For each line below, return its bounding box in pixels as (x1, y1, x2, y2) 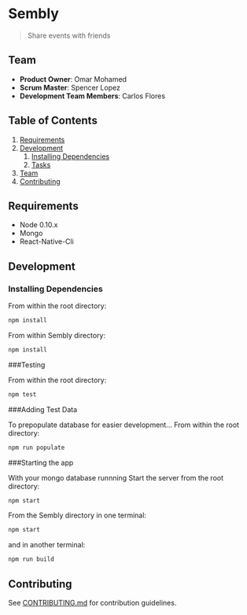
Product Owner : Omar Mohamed (19, 74, 127, 83)
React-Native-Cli (19, 237, 75, 246)
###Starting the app (8, 458, 74, 467)
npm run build (8, 555, 55, 563)
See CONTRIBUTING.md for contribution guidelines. (8, 598, 177, 607)
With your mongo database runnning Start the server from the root (8, 473, 224, 482)
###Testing (8, 359, 46, 370)
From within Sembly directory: (8, 330, 106, 340)
